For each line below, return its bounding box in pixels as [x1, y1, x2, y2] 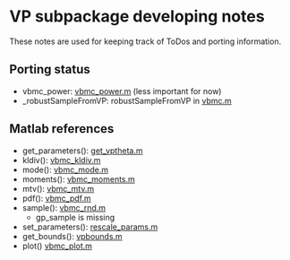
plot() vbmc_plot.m [21, 240, 92, 251]
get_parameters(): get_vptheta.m [21, 145, 143, 156]
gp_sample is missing [35, 212, 115, 222]
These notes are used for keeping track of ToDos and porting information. [9, 36, 282, 47]
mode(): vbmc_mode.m [21, 164, 109, 175]
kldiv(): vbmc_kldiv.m [21, 154, 101, 165]
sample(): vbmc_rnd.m [21, 202, 106, 212]
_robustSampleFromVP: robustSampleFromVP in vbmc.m [21, 95, 233, 106]
